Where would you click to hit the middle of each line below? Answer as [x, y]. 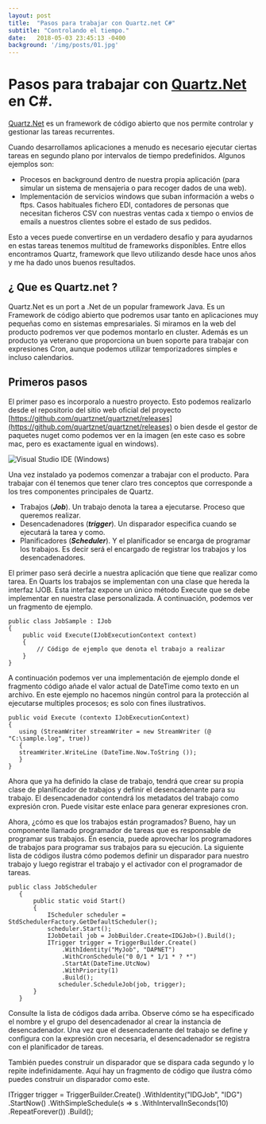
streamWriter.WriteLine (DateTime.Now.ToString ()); [108, 752]
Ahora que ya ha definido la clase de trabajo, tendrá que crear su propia [126, 781]
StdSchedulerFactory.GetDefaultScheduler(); [83, 922]
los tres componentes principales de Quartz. [81, 491]
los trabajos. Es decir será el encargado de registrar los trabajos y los [133, 548]
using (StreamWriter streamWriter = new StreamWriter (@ [115, 731]
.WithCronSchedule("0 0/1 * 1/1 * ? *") [129, 956]
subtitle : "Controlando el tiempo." [69, 30]
